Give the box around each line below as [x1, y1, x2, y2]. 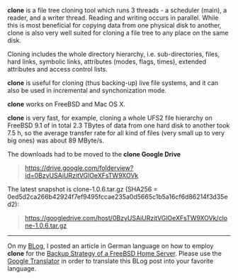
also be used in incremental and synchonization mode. [7, 86, 167, 94]
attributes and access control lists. [7, 65, 108, 73]
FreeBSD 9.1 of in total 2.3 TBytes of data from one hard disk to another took [7, 121, 230, 130]
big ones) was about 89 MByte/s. [7, 136, 105, 145]
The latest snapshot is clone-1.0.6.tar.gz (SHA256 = [7, 185, 158, 194]
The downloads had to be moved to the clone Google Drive [7, 150, 181, 158]
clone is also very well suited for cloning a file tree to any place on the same [7, 28, 229, 37]
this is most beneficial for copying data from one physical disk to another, [7, 21, 222, 29]
